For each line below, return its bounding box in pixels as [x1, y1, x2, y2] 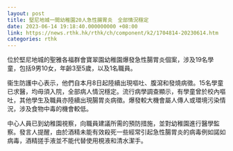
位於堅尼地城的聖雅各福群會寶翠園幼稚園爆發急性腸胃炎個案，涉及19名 [7, 56, 208, 64]
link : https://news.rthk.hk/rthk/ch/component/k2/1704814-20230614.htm [7, 29, 218, 37]
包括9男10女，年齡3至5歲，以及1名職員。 [19, 64, 137, 72]
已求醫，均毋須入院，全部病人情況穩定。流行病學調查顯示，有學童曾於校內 [7, 88, 220, 96]
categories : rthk [7, 36, 58, 43]
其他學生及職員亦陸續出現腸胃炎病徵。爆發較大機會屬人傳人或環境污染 [19, 96, 220, 104]
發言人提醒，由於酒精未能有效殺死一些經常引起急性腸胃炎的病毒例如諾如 [19, 128, 226, 137]
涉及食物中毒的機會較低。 [19, 105, 92, 113]
